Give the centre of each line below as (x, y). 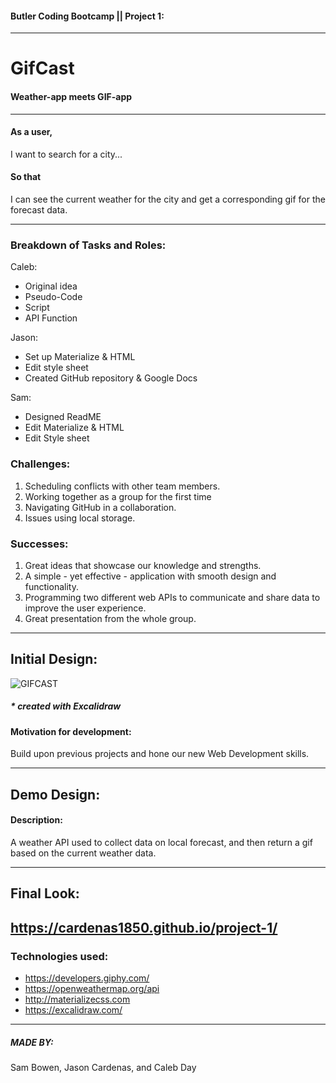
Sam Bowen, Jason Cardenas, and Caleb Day (103, 1067)
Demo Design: (55, 794)
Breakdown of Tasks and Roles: (88, 245)
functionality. (51, 586)
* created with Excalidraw (66, 706)
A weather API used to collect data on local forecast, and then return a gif (161, 842)
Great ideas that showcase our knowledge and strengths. (143, 565)
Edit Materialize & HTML (74, 428)
